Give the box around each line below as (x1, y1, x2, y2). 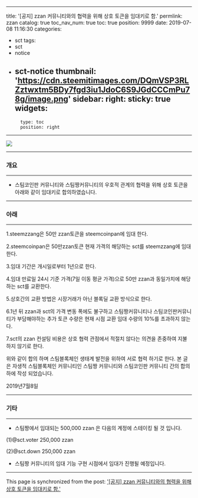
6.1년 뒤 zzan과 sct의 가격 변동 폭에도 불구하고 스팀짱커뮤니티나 (6, 308, 153, 315)
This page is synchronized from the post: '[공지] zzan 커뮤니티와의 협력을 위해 (6, 478, 192, 485)
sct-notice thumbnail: (14, 66, 97, 77)
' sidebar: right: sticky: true (68, 94, 171, 104)
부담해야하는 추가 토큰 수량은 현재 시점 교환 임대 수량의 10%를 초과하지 (16, 315, 180, 323)
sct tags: (14, 37, 37, 44)
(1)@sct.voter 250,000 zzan (6, 436, 74, 443)
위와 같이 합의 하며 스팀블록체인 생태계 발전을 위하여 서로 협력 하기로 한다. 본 (6, 355, 182, 362)
